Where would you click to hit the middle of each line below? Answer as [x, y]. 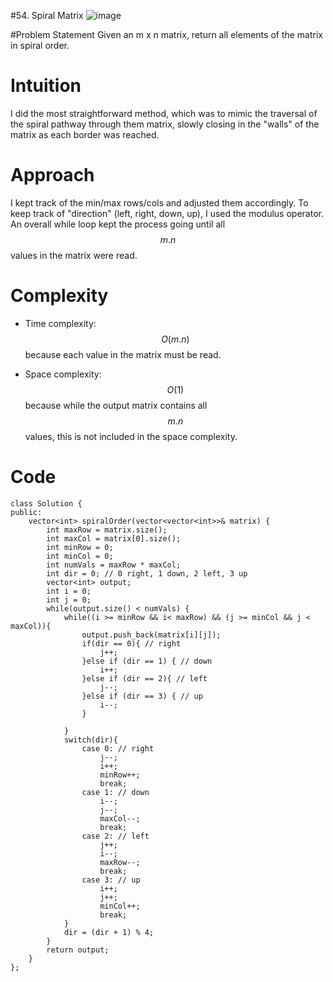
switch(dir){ [90, 740]
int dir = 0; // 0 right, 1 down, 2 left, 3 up [147, 573]
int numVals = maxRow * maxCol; [114, 565]
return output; [78, 950]
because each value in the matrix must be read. [123, 354]
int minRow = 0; [80, 547]
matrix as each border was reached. [85, 134]
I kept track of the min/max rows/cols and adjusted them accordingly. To [159, 202]
